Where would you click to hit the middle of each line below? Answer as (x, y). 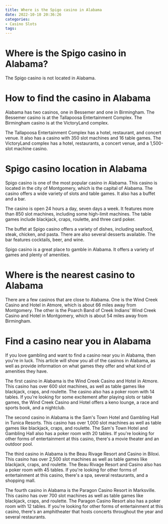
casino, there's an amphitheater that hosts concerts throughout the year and (84, 511)
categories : (18, 19)
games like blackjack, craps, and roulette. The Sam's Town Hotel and (76, 428)
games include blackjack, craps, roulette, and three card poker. (70, 219)
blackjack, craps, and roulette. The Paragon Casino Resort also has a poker (83, 501)
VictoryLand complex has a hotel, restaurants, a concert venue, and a (77, 143)
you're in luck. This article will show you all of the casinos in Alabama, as (80, 360)
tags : (11, 29)
